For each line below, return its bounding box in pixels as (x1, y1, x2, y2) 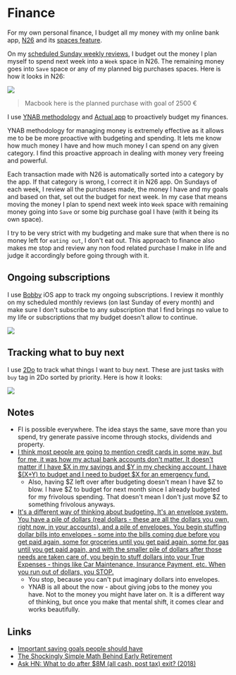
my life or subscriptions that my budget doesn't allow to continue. (7, 313, 198, 321)
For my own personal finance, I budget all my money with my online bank (7, 28, 220, 37)
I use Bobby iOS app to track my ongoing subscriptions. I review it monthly (7, 290, 224, 299)
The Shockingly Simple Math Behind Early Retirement (17, 652, 173, 661)
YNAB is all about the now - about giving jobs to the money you (27, 583, 213, 591)
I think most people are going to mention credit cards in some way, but (17, 448, 223, 456)
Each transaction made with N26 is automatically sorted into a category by (7, 169, 224, 178)
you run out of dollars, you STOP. (17, 568, 114, 576)
